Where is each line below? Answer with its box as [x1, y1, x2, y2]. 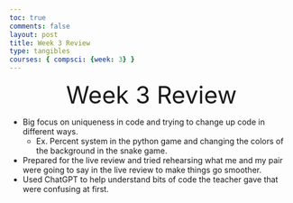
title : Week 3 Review [9, 38, 91, 48]
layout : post [9, 30, 59, 39]
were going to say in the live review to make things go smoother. [22, 164, 262, 175]
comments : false [9, 22, 70, 31]
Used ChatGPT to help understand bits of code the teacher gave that [22, 174, 279, 185]
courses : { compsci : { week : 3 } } [9, 55, 135, 64]
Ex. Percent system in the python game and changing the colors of [35, 136, 284, 146]
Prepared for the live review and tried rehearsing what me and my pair [22, 155, 283, 165]
